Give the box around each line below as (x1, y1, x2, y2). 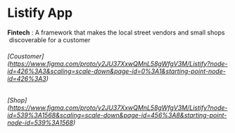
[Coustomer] (7, 51, 44, 61)
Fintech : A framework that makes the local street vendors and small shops (7, 28, 225, 37)
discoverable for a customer (8, 35, 91, 44)
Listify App (7, 5, 72, 21)
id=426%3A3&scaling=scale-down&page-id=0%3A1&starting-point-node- (7, 67, 227, 75)
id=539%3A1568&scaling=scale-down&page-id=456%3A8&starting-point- (7, 111, 227, 120)
